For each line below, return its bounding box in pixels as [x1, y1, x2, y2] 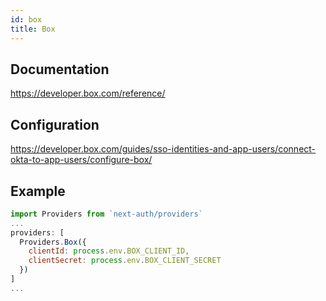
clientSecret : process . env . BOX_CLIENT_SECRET [28, 256, 222, 266]
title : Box [10, 24, 56, 34]
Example [10, 182, 66, 200]
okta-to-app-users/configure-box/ [10, 154, 153, 166]
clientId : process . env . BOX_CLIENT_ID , [28, 246, 190, 256]
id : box [10, 14, 43, 25]
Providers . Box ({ [19, 237, 87, 247]
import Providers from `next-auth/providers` [10, 209, 203, 219]
